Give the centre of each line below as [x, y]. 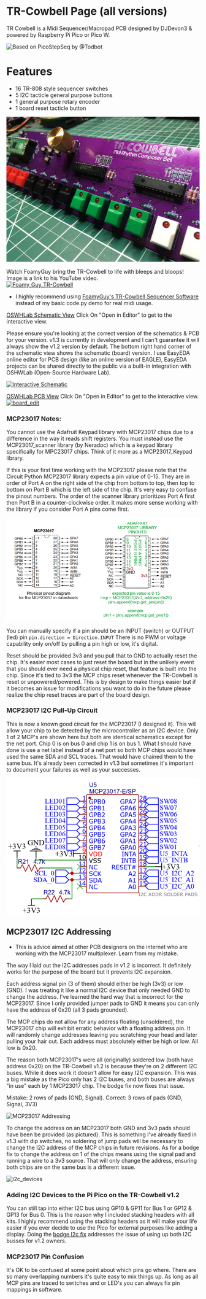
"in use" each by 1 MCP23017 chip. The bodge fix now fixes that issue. [96, 1085]
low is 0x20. [22, 1047]
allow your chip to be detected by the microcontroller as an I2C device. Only [102, 730]
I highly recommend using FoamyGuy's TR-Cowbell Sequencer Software [107, 297]
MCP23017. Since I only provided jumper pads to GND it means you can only [103, 1003]
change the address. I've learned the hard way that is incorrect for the [95, 996]
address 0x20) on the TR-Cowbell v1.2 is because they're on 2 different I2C [102, 1066]
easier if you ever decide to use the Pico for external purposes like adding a [102, 1227]
